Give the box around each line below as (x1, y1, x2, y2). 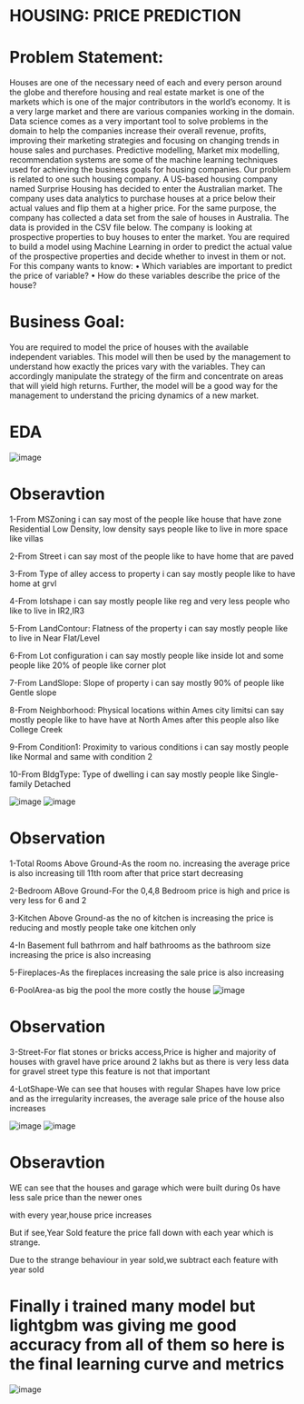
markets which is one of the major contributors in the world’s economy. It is (9, 96, 290, 107)
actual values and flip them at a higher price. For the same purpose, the (9, 203, 277, 214)
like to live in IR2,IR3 (9, 605, 84, 616)
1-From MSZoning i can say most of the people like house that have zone (9, 513, 282, 524)
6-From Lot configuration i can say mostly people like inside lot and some (9, 650, 284, 661)
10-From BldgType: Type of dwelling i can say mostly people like (9, 769, 250, 780)
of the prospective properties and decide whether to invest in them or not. (9, 251, 287, 262)
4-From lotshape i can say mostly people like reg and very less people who (9, 595, 290, 606)
